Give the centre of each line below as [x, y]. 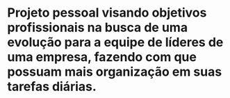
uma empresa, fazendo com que [102, 57]
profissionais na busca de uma [98, 27]
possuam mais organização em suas [115, 72]
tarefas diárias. [52, 87]
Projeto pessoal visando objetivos [107, 13]
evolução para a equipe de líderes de [115, 42]
